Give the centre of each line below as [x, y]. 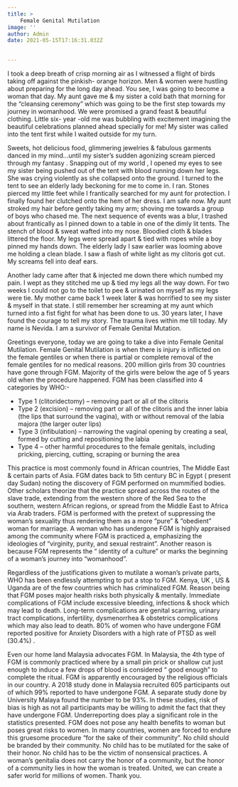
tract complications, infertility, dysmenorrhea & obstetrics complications [113, 618]
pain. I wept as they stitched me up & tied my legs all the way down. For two [118, 283]
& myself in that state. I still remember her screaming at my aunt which [110, 306]
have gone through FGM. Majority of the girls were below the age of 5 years [118, 372]
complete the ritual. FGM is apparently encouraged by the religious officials [118, 677]
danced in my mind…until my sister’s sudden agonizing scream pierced [111, 155]
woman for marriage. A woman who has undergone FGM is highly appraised [119, 528]
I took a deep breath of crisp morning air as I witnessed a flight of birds [111, 73]
